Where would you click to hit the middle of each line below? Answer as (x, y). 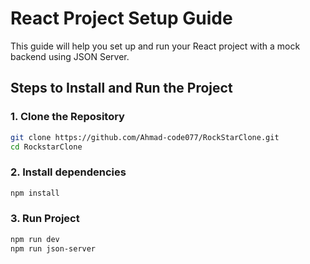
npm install (35, 193)
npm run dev (35, 239)
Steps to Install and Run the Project (121, 88)
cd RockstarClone (46, 147)
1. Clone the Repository (67, 117)
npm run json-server (53, 248)
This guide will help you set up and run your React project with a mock (155, 46)
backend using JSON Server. (70, 56)
